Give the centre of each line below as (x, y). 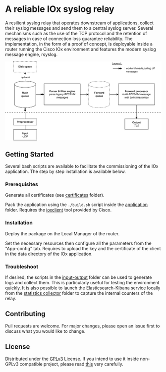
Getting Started (29, 154)
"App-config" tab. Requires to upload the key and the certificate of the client (83, 248)
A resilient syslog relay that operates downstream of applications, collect (79, 23)
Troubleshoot (22, 266)
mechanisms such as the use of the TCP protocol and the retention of (76, 33)
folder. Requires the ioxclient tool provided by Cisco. (58, 210)
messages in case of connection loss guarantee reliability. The (69, 39)
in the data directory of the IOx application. (49, 254)
